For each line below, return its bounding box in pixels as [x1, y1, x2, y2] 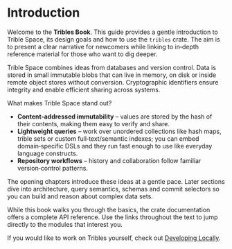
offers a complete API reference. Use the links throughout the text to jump [7, 213, 218, 221]
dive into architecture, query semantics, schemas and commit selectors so [7, 184, 220, 193]
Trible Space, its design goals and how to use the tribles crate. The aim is [7, 35, 220, 43]
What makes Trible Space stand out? [7, 98, 112, 107]
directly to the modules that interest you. [7, 220, 123, 228]
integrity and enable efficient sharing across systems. [7, 85, 161, 94]
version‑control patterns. [17, 164, 89, 172]
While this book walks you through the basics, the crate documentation [7, 205, 211, 214]
